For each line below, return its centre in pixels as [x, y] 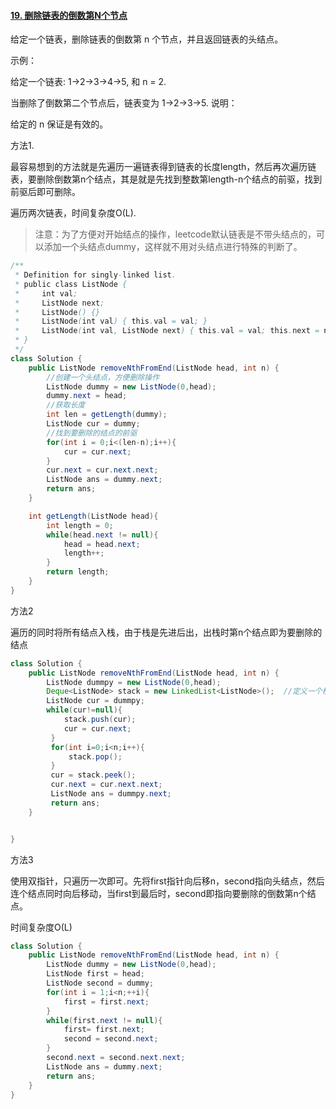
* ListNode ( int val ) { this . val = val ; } [111, 321]
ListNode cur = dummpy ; [95, 701]
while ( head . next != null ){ [102, 535]
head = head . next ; [102, 544]
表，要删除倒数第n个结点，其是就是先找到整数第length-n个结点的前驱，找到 [166, 179]
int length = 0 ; [80, 525]
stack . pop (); [95, 756]
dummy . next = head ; [87, 396]
